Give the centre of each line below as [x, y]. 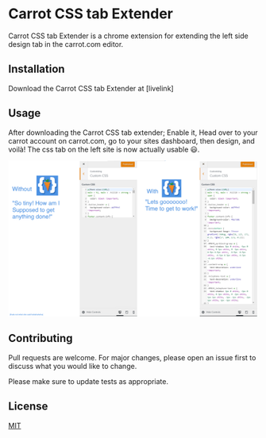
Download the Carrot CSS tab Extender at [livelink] [91, 88]
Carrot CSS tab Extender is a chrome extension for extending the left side [128, 36]
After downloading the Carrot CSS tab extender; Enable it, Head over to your [133, 133]
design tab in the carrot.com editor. [66, 44]
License [28, 407]
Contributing [40, 338]
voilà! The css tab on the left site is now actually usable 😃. [104, 149]
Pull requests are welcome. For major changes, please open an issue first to [132, 357]
